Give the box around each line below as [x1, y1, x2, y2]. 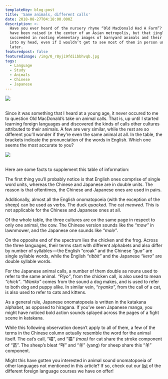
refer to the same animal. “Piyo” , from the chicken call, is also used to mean [5, 273, 161, 279]
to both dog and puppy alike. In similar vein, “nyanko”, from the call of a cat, [5, 283, 161, 290]
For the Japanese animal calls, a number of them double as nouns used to [5, 268, 158, 274]
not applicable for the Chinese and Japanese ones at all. [5, 207, 121, 213]
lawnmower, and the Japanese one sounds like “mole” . [5, 227, 118, 233]
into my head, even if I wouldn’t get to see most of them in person [9, 40, 157, 45]
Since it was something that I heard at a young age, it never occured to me [5, 110, 158, 116]
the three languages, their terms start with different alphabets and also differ [5, 242, 162, 248]
